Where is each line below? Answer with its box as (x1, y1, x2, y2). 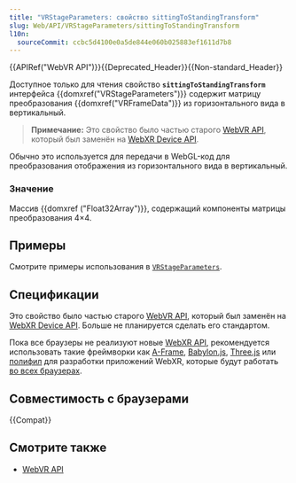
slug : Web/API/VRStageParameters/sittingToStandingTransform (9, 21, 240, 30)
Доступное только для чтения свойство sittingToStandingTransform (9, 79, 266, 90)
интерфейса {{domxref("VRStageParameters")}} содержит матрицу (9, 89, 261, 99)
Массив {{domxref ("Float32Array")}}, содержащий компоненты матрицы (9, 203, 286, 214)
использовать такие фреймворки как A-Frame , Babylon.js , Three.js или (9, 347, 277, 357)
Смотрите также (9, 440, 107, 456)
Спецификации (9, 287, 99, 302)
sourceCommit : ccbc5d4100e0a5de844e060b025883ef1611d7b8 (17, 37, 232, 47)
